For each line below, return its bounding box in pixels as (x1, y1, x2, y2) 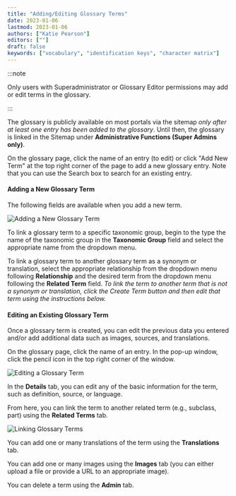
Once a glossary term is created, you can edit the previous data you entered (7, 326, 230, 335)
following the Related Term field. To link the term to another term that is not (7, 280, 228, 288)
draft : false (7, 43, 46, 50)
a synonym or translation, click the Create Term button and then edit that (7, 287, 220, 295)
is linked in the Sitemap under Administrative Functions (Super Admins (7, 132, 218, 141)
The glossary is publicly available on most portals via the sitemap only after (7, 117, 227, 126)
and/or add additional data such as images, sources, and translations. (7, 333, 211, 343)
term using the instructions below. (7, 295, 106, 303)
